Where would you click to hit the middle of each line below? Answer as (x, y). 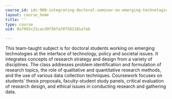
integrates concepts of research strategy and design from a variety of (79, 59)
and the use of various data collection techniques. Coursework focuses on (84, 75)
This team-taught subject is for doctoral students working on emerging (80, 48)
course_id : (17, 10)
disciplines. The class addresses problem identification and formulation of (83, 65)
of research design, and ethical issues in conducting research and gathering (86, 86)
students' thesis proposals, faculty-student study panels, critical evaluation (84, 81)
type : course (19, 24)
